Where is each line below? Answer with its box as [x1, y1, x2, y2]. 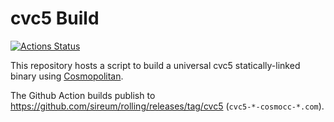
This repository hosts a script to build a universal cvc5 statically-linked [10, 59, 301, 71]
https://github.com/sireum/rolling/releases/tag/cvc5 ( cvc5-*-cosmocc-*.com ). [10, 100, 325, 112]
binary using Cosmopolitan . [10, 70, 124, 82]
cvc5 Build [10, 7, 100, 30]
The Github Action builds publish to [10, 89, 156, 101]
